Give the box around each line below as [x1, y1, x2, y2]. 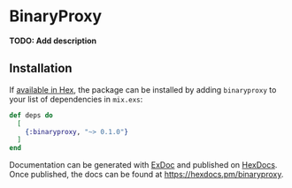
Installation [9, 61, 73, 76]
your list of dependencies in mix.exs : [9, 94, 143, 104]
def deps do [9, 110, 53, 120]
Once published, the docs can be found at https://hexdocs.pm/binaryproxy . [9, 169, 284, 180]
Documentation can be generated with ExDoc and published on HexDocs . [9, 160, 278, 170]
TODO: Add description [9, 35, 97, 46]
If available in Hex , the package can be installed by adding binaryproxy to [9, 84, 277, 94]
